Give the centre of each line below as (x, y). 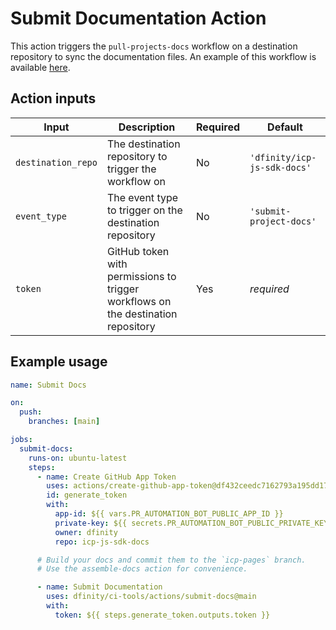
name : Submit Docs (48, 385)
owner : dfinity (86, 532)
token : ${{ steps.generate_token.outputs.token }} (162, 615)
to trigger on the (144, 210)
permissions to (141, 276)
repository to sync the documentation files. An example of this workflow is (163, 56)
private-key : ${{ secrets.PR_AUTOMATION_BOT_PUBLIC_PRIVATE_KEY (191, 523)
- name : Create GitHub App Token (106, 477)
